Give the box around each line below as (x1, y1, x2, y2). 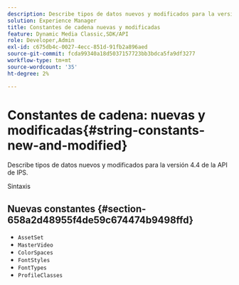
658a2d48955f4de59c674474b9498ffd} (7, 214, 194, 226)
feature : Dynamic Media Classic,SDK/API (7, 30, 129, 38)
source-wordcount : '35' (7, 63, 78, 71)
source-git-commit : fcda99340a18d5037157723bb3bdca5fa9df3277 (7, 51, 196, 58)
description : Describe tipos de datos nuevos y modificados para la (7, 10, 215, 18)
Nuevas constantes (7, 202, 96, 214)
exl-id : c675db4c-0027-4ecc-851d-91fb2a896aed (7, 43, 148, 51)
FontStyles (17, 257, 51, 264)
